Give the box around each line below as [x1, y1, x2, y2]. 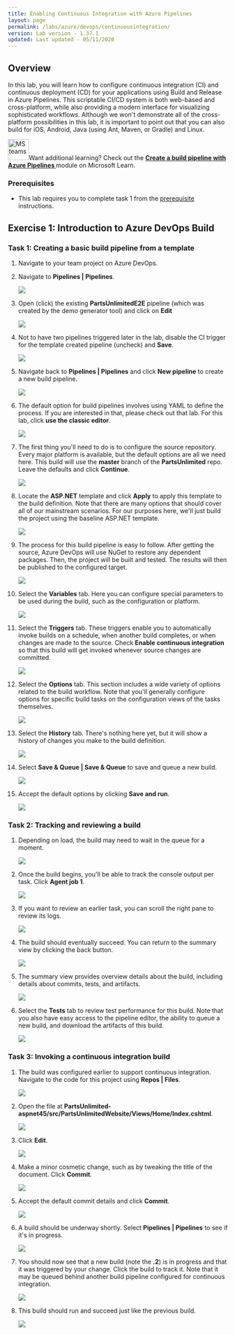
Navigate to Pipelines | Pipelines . [17, 272, 114, 280]
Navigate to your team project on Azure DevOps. [17, 259, 158, 267]
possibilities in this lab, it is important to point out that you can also [33, 117, 225, 126]
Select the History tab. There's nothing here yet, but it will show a [17, 728, 208, 737]
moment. [17, 844, 44, 852]
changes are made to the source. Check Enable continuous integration [17, 638, 225, 647]
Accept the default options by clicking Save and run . [17, 789, 170, 798]
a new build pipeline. [17, 375, 78, 383]
